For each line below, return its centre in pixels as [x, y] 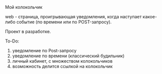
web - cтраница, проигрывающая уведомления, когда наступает [73, 17]
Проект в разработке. [28, 31]
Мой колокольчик [24, 7]
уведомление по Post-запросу [44, 51]
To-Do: [12, 41]
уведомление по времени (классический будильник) [68, 56]
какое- [150, 17]
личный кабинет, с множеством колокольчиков [62, 61]
